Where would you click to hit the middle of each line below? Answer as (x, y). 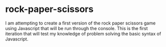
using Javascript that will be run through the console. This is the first (76, 28)
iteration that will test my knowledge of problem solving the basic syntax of (83, 33)
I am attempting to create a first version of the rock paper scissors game (80, 23)
